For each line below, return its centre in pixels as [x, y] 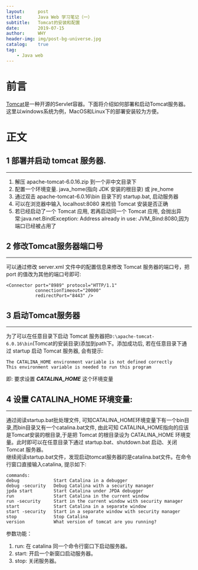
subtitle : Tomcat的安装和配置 [43, 22]
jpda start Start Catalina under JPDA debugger [75, 491]
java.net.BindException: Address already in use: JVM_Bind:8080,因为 [105, 218]
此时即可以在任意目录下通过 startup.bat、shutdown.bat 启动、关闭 [97, 442]
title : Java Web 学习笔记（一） [49, 17]
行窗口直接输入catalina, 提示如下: [46, 464]
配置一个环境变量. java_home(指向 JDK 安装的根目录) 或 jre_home [94, 189]
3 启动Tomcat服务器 [43, 315]
